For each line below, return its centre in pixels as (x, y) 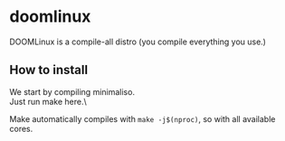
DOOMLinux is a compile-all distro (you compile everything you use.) (138, 42)
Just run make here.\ (48, 101)
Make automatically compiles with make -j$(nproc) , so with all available (142, 118)
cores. (21, 128)
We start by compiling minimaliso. (72, 91)
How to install (49, 70)
